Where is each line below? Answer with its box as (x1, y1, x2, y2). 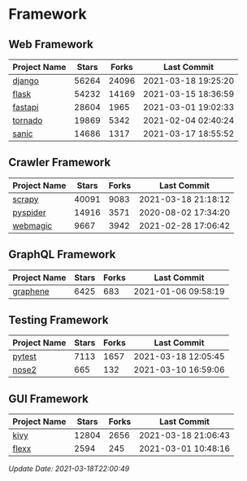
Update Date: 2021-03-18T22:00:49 (8, 464, 130, 474)
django (12, 75, 39, 86)
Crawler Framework (8, 155, 111, 169)
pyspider (12, 207, 46, 218)
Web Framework (8, 37, 93, 51)
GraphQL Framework (8, 247, 116, 261)
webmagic (12, 220, 53, 231)
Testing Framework (8, 313, 109, 327)
